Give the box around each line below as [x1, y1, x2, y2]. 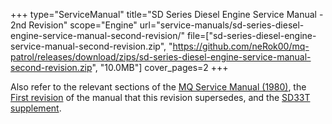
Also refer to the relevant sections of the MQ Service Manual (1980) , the [10, 81, 307, 93]
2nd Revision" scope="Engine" [10, 19, 138, 31]
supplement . [10, 102, 62, 114]
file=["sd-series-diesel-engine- [186, 30, 317, 41]
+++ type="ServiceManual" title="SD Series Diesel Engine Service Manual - [10, 9, 324, 20]
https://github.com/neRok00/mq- [172, 40, 310, 52]
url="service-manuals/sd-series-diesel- [139, 19, 305, 31]
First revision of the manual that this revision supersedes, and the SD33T [10, 92, 311, 103]
